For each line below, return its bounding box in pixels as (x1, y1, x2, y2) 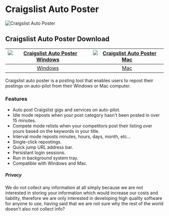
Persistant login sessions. (12, 150, 66, 156)
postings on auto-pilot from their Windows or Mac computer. (5, 83, 131, 89)
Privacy (5, 172, 22, 178)
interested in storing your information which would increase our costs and (5, 190, 158, 196)
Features (5, 95, 28, 102)
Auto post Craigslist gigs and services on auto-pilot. (12, 107, 121, 113)
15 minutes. (12, 117, 36, 124)
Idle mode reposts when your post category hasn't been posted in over (12, 112, 160, 118)
